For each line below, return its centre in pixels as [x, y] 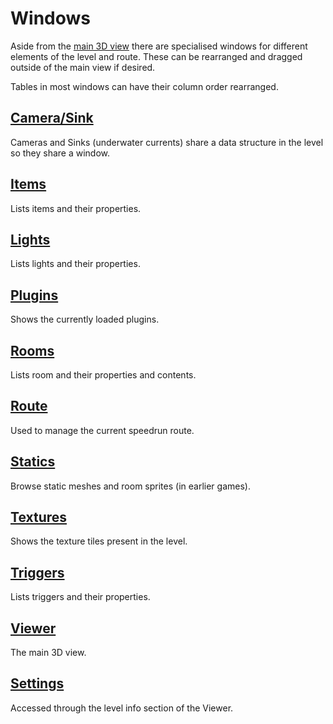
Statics [33, 462]
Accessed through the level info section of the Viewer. [122, 708]
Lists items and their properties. [76, 208]
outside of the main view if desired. [83, 67]
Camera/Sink [52, 118]
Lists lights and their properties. [75, 264]
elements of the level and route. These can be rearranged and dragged [156, 56]
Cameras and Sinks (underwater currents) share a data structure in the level [167, 142]
